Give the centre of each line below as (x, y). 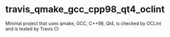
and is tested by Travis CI (32, 28)
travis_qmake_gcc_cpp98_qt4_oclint (85, 9)
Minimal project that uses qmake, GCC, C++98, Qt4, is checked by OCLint (83, 23)
